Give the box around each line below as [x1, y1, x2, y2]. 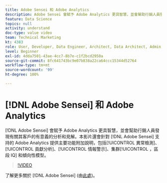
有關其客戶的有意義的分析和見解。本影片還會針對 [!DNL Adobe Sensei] [9, 133, 154, 139]
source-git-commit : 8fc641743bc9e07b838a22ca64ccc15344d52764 [5, 58, 137, 63]
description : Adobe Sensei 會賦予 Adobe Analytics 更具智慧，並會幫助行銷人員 [5, 12, 161, 17]
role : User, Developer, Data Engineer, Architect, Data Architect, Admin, [5, 44, 164, 49]
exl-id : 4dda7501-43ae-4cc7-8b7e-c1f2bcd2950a [5, 53, 103, 59]
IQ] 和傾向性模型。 [10, 152, 49, 158]
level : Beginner [5, 49, 39, 54]
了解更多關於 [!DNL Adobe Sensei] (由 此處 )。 [5, 172, 98, 178]
